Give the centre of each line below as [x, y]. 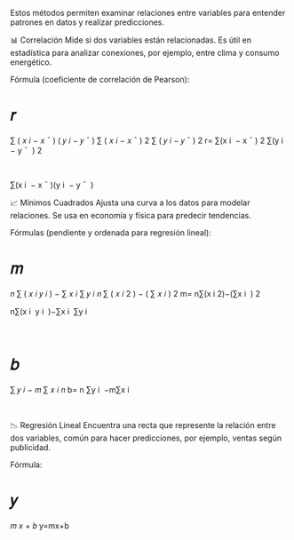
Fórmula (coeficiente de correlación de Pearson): [100, 79]
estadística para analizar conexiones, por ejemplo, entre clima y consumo [145, 53]
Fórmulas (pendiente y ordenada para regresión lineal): [111, 232]
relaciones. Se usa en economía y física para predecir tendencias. [131, 215]
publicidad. [31, 447]
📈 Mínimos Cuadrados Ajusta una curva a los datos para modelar [130, 202]
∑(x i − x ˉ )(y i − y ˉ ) [52, 185]
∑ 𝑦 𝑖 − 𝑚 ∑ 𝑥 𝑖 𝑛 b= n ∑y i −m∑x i [70, 389]
